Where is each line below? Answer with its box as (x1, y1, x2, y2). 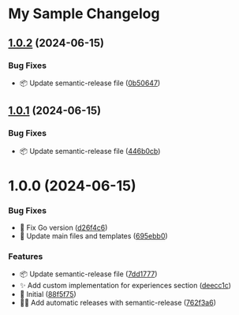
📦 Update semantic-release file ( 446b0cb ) (19, 146, 161, 156)
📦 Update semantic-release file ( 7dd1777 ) (19, 269, 158, 279)
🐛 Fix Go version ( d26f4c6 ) (19, 223, 108, 233)
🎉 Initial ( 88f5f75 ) (19, 290, 77, 299)
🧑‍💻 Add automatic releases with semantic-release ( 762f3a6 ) (19, 298, 217, 308)
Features (8, 250, 43, 261)
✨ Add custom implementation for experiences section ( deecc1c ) (19, 281, 231, 291)
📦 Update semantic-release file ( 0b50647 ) (19, 78, 161, 88)
